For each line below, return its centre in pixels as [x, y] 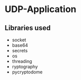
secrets [20, 51]
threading [22, 61]
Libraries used [28, 28]
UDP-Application [40, 9]
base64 [20, 45]
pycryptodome [27, 72]
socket [19, 40]
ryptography [25, 67]
